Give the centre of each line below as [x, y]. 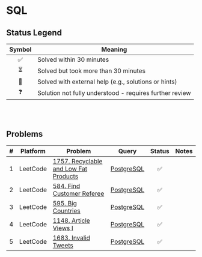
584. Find [66, 186]
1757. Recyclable [78, 161]
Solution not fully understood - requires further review [114, 92]
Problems [25, 134]
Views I [63, 228]
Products [66, 176]
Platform [33, 151]
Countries [66, 211]
